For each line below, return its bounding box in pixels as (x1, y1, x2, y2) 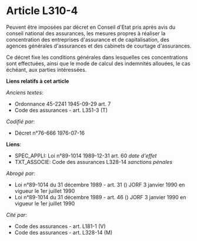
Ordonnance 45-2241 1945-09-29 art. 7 (14, 100, 111, 107)
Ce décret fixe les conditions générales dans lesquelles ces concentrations (6, 53, 188, 61)
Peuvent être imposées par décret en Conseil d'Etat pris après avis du (6, 24, 176, 31)
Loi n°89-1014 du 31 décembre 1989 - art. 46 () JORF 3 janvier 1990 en (14, 193, 186, 200)
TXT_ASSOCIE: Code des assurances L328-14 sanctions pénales (14, 158, 172, 165)
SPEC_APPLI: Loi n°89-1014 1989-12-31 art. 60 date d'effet (14, 152, 157, 159)
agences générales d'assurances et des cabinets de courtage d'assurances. (6, 42, 192, 49)
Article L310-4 (6, 4, 78, 18)
